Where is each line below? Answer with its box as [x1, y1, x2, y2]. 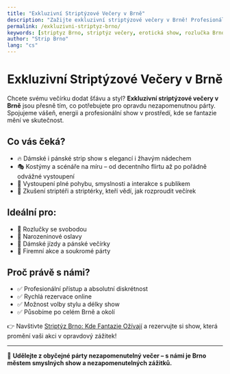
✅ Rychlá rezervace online [16, 292, 92, 301]
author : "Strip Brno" [7, 36, 69, 43]
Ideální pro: [7, 207, 57, 218]
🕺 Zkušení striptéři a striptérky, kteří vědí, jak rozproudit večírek [16, 187, 196, 195]
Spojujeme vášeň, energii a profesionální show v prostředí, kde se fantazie [7, 108, 217, 117]
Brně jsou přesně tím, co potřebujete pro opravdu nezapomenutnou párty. [7, 101, 216, 110]
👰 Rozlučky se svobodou [16, 224, 87, 233]
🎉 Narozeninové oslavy [16, 232, 82, 240]
